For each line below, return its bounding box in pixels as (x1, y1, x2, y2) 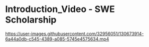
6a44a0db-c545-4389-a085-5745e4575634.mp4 (5, 36, 109, 42)
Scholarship (5, 14, 57, 25)
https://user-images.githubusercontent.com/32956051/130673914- (5, 30, 144, 36)
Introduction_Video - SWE (5, 3, 115, 15)
